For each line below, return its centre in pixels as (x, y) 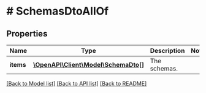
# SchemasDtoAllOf (58, 11)
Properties (27, 34)
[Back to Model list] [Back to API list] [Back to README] (77, 84)
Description (167, 51)
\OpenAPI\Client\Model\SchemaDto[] (88, 65)
